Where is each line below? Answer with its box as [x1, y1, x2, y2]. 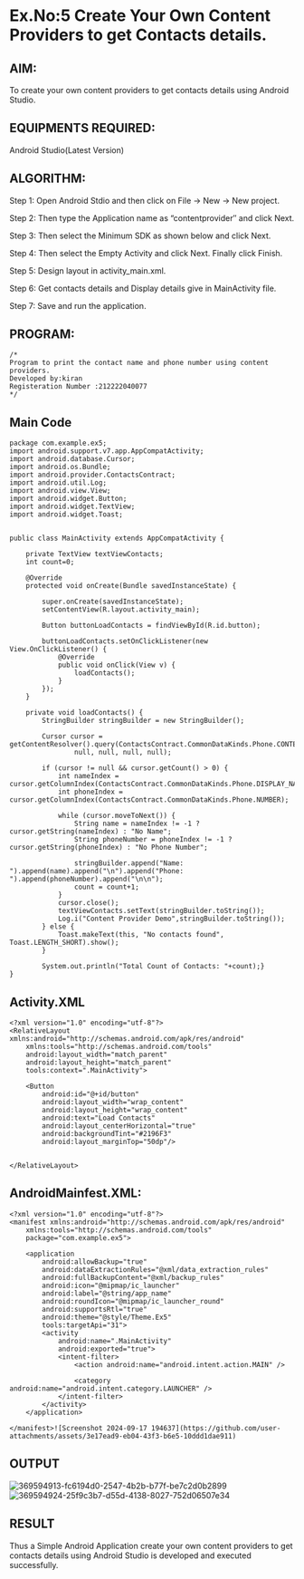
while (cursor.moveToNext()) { [57, 812, 176, 821]
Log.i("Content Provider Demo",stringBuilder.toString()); [57, 914, 285, 924]
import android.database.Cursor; [9, 455, 136, 464]
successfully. [9, 1559, 59, 1570]
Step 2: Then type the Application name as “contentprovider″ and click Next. [9, 212, 295, 223]
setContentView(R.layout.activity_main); [42, 605, 201, 614]
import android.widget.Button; [9, 495, 128, 504]
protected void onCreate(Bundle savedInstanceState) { [25, 582, 237, 591]
